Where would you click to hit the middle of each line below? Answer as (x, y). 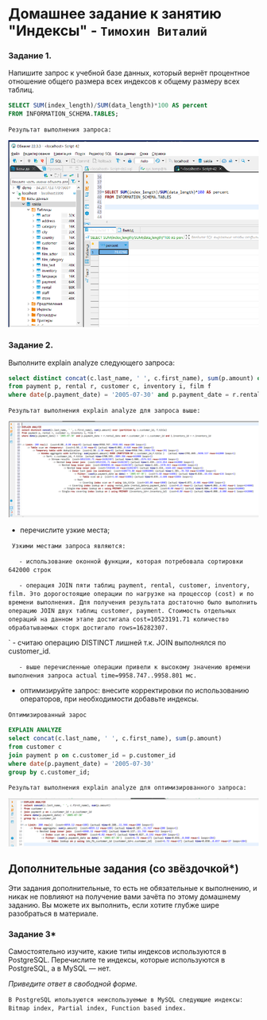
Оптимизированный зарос (48, 715)
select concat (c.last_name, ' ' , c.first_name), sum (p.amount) (115, 739)
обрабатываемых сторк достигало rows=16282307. (89, 628)
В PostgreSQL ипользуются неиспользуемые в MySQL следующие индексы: (126, 1000)
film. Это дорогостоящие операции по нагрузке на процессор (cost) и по (131, 594)
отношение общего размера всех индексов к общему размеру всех (124, 81)
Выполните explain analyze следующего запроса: (91, 363)
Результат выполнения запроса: (60, 130)
